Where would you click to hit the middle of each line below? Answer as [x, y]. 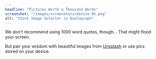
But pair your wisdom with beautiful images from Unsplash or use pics [75, 47]
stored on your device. [27, 51]
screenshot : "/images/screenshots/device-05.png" [56, 14]
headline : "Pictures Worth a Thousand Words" [51, 9]
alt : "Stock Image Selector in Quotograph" [50, 18]
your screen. [18, 37]
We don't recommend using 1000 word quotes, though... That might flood [78, 32]
